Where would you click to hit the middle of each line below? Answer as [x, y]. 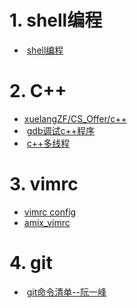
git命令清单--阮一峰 [66, 292]
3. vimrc [44, 184]
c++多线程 [48, 143]
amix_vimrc [47, 222]
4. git [31, 263]
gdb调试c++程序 [60, 130]
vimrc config [50, 212]
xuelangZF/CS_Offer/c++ [75, 118]
